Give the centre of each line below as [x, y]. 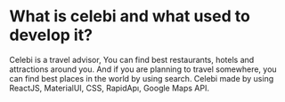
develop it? [51, 35]
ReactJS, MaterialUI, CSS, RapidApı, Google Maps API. [110, 88]
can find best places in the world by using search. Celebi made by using [142, 78]
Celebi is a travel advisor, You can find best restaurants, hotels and [132, 59]
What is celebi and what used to [130, 16]
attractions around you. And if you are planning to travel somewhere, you [143, 69]
